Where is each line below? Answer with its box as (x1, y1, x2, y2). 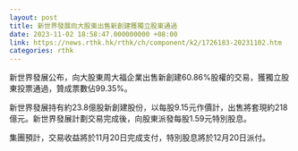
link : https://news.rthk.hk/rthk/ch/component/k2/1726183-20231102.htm (9, 38, 282, 47)
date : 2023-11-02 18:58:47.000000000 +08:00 (9, 29, 178, 38)
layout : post (9, 13, 58, 22)
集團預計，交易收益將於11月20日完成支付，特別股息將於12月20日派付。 (9, 132, 271, 143)
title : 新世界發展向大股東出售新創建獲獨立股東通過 (9, 21, 177, 30)
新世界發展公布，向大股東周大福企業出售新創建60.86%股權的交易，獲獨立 (9, 72, 282, 83)
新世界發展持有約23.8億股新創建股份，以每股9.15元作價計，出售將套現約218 (9, 102, 288, 113)
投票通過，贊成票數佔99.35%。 (16, 83, 132, 94)
